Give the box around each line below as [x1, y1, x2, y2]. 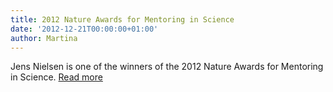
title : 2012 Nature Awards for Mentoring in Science [10, 14, 235, 25]
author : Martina [10, 33, 78, 43]
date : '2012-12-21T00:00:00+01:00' [10, 24, 159, 34]
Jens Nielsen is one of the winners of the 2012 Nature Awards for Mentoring [10, 61, 324, 73]
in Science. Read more [10, 71, 103, 83]
